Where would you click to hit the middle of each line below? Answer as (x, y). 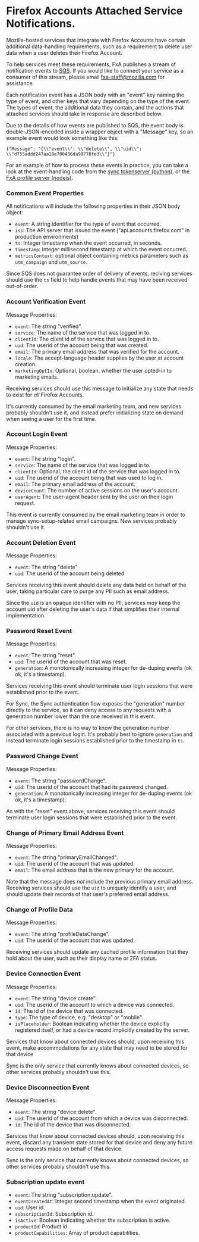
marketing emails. (37, 377)
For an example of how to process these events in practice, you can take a (97, 165)
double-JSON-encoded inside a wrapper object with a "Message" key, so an (100, 132)
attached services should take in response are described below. (84, 114)
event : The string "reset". (45, 656)
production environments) (47, 237)
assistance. (20, 83)
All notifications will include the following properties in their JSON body (93, 206)
